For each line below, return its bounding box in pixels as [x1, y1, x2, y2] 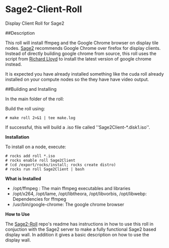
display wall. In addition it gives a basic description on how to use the [5, 231, 149, 237]
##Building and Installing [5, 86, 57, 92]
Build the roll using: [5, 105, 45, 111]
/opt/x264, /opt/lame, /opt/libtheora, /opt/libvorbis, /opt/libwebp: [12, 191, 147, 197]
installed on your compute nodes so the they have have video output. [5, 76, 149, 82]
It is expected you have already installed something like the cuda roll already [5, 71, 164, 77]
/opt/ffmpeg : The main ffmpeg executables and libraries [12, 185, 131, 191]
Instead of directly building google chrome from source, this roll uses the [5, 50, 156, 56]
